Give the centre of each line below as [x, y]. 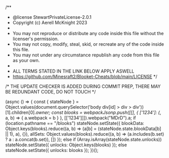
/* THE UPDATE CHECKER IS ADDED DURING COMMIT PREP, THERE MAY [83, 86]
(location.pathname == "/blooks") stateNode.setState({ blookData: [75, 123]
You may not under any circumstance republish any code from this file [86, 55]
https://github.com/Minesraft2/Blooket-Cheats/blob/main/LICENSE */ [85, 76]
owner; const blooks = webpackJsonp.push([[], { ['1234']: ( [98, 112]
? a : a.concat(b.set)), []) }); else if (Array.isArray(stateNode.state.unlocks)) [83, 139]
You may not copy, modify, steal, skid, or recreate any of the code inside [88, 44]
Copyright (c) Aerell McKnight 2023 [50, 23]
